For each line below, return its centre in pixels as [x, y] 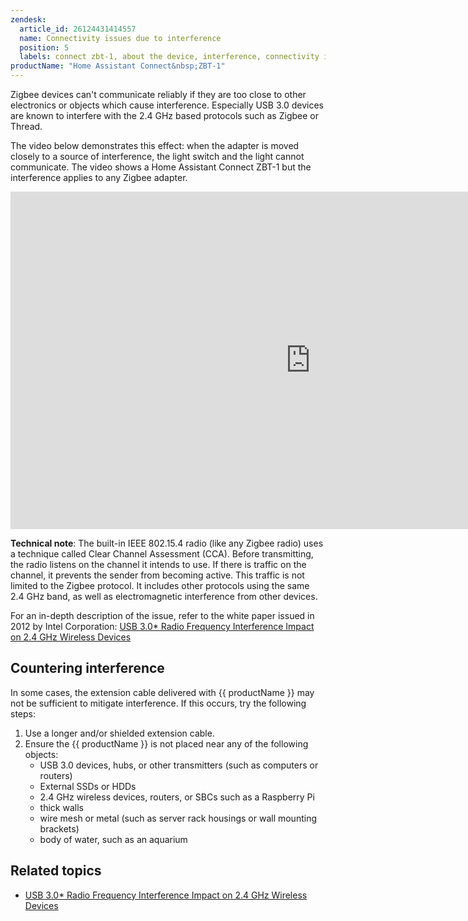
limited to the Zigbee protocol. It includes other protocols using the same [160, 585]
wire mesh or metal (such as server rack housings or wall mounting [178, 818]
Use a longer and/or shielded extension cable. [119, 733]
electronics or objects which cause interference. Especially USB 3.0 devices [167, 105]
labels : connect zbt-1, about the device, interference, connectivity [169, 57]
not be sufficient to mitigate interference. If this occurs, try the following [158, 703]
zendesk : [28, 19]
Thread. [26, 126]
